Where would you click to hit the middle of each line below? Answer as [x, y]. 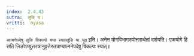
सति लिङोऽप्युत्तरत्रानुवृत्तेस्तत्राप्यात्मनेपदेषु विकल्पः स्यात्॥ [58, 46]
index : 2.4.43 [25, 12]
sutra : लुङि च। [25, 17]
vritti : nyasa [25, 23]
